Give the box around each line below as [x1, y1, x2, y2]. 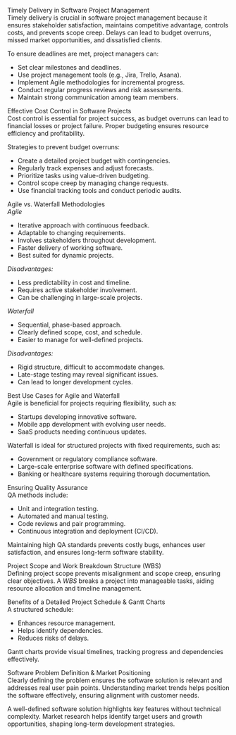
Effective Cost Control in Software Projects [7, 107, 132, 115]
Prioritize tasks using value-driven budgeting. [17, 172, 150, 180]
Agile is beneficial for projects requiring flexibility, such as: [7, 399, 178, 407]
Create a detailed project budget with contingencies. [17, 156, 170, 165]
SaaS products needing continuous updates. [17, 427, 147, 436]
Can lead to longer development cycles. [17, 378, 134, 386]
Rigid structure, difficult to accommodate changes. [17, 363, 166, 371]
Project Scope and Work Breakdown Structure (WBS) [7, 562, 162, 570]
